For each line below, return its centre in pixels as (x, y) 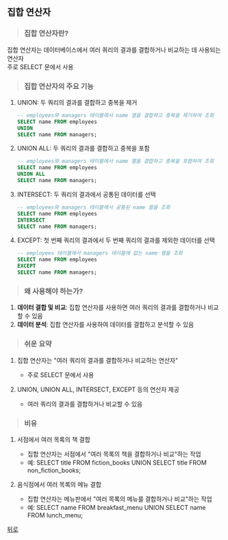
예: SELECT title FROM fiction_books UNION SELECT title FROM (117, 462)
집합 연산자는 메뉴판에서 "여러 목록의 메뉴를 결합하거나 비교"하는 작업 (119, 499)
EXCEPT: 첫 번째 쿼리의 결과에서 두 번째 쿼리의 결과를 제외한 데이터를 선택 (116, 240)
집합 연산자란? (46, 34)
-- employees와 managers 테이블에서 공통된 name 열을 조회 (93, 207)
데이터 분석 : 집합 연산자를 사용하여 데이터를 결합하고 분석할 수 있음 (105, 324)
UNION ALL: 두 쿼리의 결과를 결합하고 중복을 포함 (83, 149)
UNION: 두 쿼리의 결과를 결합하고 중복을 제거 (77, 102)
